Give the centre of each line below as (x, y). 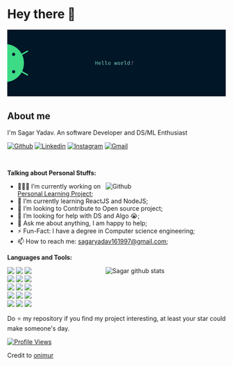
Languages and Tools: (40, 258)
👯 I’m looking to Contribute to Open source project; (90, 209)
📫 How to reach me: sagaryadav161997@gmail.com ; (93, 241)
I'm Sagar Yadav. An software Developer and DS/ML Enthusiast (97, 133)
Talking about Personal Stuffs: (52, 173)
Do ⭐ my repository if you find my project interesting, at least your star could (116, 319)
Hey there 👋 (42, 14)
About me (29, 116)
